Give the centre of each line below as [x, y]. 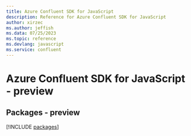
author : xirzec [25, 22]
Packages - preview [43, 113]
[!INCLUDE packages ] [33, 127]
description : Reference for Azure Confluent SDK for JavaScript [86, 17]
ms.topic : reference [31, 39]
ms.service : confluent [34, 50]
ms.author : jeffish [30, 28]
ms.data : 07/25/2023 [31, 33]
